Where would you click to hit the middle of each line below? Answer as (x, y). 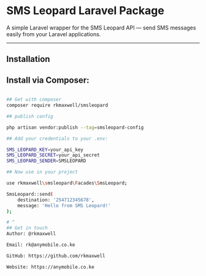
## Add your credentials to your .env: (57, 139)
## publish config (30, 116)
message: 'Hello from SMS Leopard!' (64, 205)
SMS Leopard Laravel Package (85, 11)
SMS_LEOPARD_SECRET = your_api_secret (53, 155)
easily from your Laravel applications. (54, 34)
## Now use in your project (42, 172)
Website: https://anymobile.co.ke (51, 267)
